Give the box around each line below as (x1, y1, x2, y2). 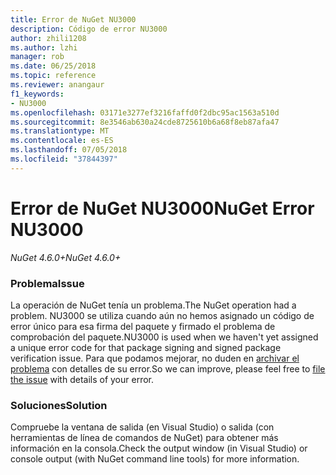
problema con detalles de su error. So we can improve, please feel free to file (10, 362, 326, 375)
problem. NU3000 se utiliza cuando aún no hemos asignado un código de (10, 309, 315, 321)
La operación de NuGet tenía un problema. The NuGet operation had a (10, 299, 297, 311)
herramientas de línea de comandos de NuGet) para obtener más (10, 432, 279, 444)
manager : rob (10, 52, 65, 62)
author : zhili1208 (10, 33, 87, 43)
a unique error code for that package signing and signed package (10, 341, 282, 353)
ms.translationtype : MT (10, 126, 110, 136)
